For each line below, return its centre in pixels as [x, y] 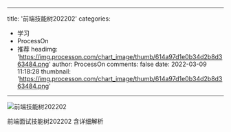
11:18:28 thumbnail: [44, 71]
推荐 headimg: [37, 49]
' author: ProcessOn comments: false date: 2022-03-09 [128, 64]
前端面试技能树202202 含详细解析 [55, 121]
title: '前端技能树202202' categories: [59, 19]
